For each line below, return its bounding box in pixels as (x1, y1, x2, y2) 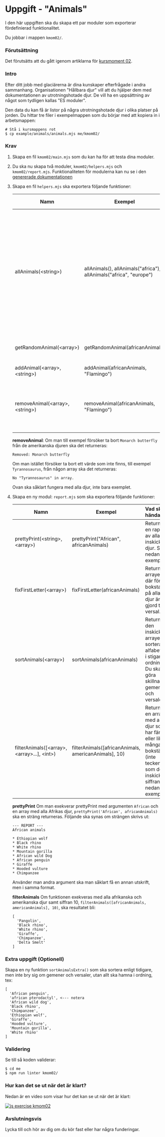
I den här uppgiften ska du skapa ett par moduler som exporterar (5, 20, 137, 26)
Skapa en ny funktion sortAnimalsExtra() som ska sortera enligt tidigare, (5, 967, 153, 973)
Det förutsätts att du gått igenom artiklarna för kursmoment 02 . (5, 58, 133, 64)
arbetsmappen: (5, 117, 36, 123)
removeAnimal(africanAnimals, (84, 400, 155, 407)
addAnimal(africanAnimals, (84, 364, 147, 371)
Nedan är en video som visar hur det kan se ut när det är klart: (5, 1093, 131, 1099)
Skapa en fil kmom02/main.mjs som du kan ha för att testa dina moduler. (12, 154, 155, 160)
